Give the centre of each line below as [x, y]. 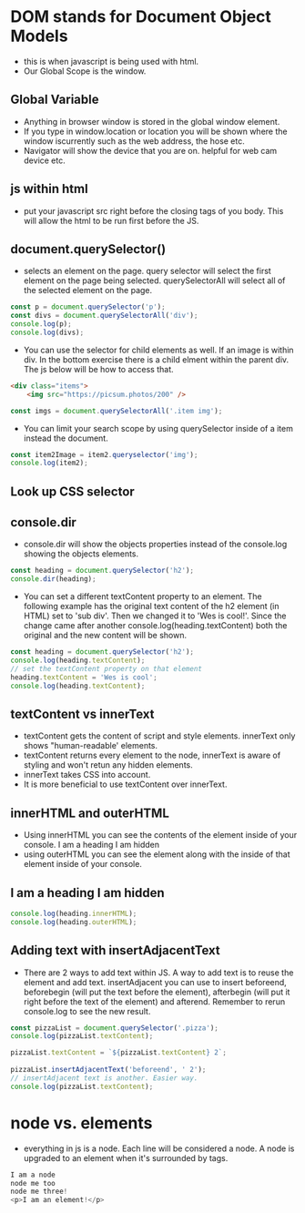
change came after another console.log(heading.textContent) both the [155, 626]
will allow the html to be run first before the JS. [111, 220]
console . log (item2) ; [50, 463]
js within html [50, 189]
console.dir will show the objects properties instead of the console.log [155, 545]
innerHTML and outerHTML [90, 813]
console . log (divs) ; [47, 332]
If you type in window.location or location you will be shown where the [155, 131]
